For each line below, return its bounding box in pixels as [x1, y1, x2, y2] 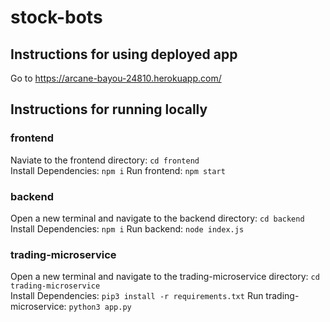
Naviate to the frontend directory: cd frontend [10, 154, 200, 166]
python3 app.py [68, 302, 132, 313]
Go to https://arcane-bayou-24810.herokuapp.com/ [10, 72, 222, 84]
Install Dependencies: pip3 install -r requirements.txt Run [10, 290, 264, 302]
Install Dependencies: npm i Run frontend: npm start [10, 164, 226, 176]
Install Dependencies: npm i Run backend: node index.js [10, 222, 245, 235]
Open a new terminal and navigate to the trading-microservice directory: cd [10, 271, 320, 283]
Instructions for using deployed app [10, 46, 238, 63]
